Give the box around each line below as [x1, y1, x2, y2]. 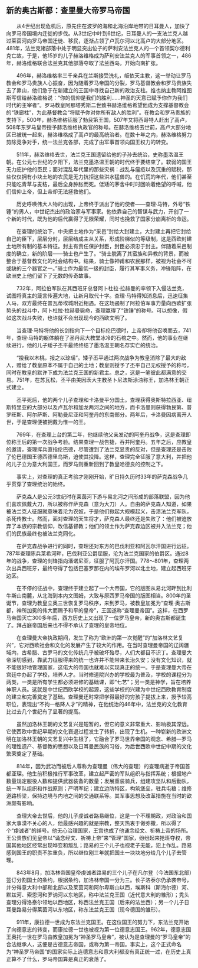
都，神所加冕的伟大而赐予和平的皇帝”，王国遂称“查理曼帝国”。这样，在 [6, 606, 179, 613]
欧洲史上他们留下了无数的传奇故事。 [6, 272, 94, 279]
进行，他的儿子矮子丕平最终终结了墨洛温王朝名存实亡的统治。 [11, 342, 161, 349]
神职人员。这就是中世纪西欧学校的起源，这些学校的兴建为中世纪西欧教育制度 [6, 686, 192, 693]
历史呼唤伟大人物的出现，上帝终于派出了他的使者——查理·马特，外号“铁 [16, 200, 191, 207]
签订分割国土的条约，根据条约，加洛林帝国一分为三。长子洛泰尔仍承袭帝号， [6, 876, 192, 883]
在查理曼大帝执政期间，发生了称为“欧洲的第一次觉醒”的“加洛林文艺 [16, 634, 179, 641]
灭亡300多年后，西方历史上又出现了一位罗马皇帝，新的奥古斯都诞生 [21, 614, 187, 621]
